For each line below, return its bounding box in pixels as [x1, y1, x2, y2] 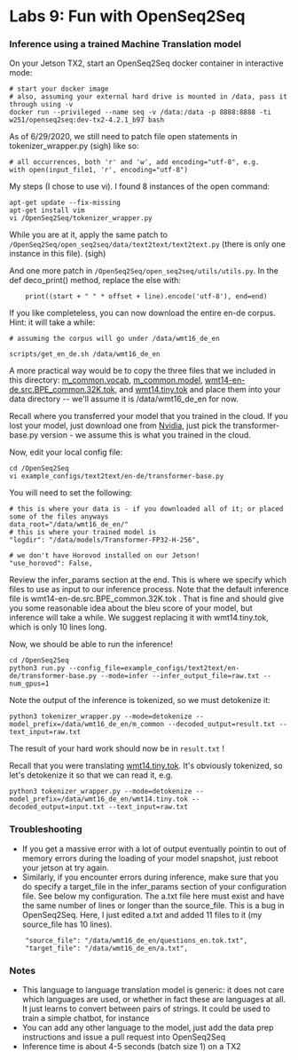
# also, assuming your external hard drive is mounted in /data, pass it [9, 92, 288, 101]
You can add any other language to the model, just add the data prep [21, 1023, 274, 1033]
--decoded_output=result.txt [168, 720, 276, 729]
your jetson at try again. [21, 862, 109, 873]
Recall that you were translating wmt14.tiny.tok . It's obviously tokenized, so [9, 761, 283, 771]
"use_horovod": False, [9, 559, 93, 568]
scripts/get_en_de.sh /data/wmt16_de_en [9, 350, 161, 359]
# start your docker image [9, 84, 109, 94]
